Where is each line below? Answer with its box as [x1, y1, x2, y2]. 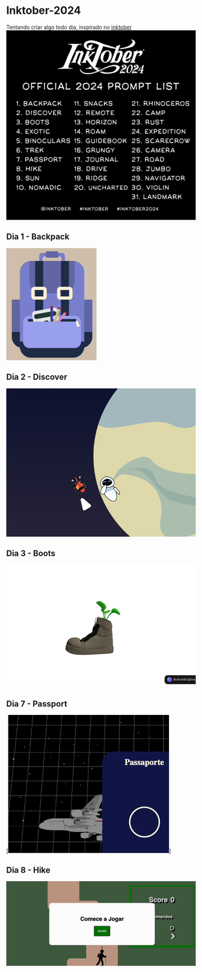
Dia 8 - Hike [6, 865, 51, 875]
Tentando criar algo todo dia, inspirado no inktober [6, 23, 132, 31]
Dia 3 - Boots [6, 548, 56, 559]
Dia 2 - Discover [6, 372, 67, 382]
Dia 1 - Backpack [6, 232, 70, 242]
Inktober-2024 [6, 4, 81, 17]
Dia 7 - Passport [6, 699, 67, 709]
